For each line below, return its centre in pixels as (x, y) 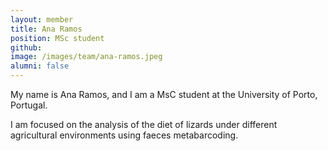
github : (26, 47)
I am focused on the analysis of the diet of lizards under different (144, 124)
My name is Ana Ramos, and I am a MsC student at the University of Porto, (164, 94)
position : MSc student (57, 38)
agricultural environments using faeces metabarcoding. (124, 135)
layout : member (42, 19)
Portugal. (29, 105)
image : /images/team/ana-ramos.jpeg (86, 57)
